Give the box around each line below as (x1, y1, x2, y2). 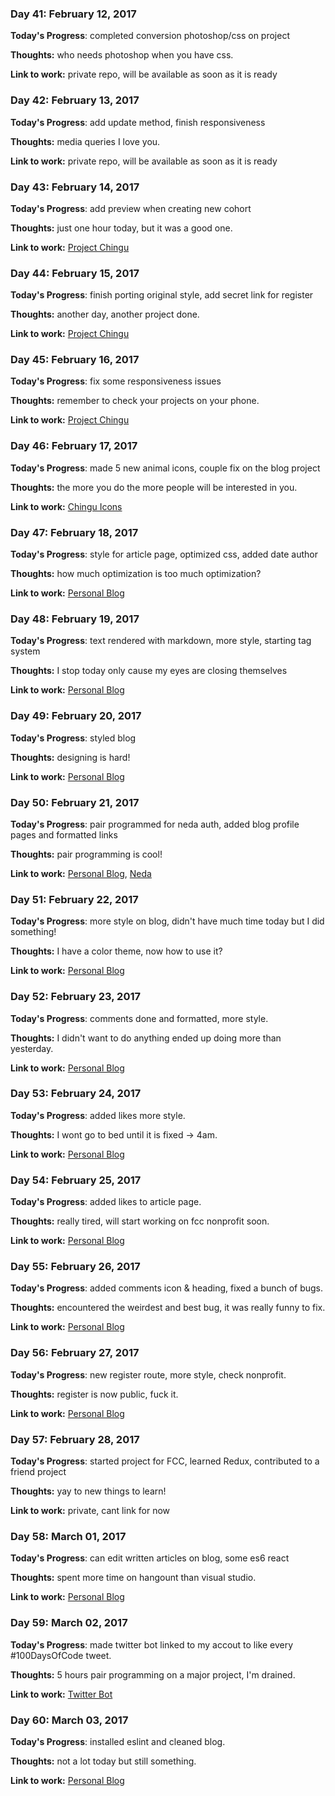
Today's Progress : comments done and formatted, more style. (10, 1012, 269, 1024)
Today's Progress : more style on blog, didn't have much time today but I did (10, 915, 325, 927)
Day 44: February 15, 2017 (10, 266, 140, 280)
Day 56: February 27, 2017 (10, 1346, 140, 1360)
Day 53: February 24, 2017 (10, 1087, 142, 1101)
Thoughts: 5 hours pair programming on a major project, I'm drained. (10, 1668, 296, 1681)
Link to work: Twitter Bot (10, 1688, 113, 1700)
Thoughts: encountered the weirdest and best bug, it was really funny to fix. (10, 1302, 326, 1314)
